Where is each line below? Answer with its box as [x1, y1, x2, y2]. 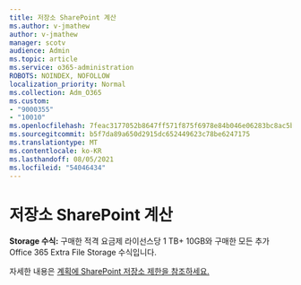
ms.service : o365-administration [9, 64, 134, 73]
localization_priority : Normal [9, 80, 126, 89]
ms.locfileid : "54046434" [9, 163, 106, 172]
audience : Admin [9, 47, 70, 56]
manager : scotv [9, 38, 66, 47]
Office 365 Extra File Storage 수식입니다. [9, 247, 157, 258]
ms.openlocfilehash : [9, 122, 87, 131]
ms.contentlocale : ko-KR [9, 146, 102, 155]
